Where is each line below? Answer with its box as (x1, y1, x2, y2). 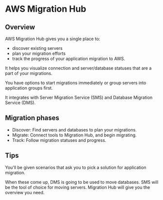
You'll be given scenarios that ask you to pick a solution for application (5, 164, 147, 170)
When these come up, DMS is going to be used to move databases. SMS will (5, 179, 159, 185)
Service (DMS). (5, 100, 36, 106)
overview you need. (5, 189, 45, 195)
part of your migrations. (5, 70, 53, 76)
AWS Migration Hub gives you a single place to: (5, 36, 101, 42)
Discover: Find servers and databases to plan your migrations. (12, 127, 137, 133)
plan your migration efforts (12, 50, 66, 56)
